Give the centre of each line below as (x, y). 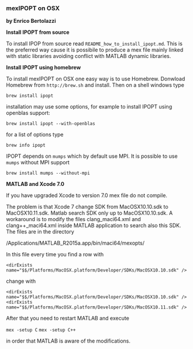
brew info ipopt (26, 145)
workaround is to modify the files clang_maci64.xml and (74, 219)
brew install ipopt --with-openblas (51, 124)
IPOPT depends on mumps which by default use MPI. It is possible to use (92, 156)
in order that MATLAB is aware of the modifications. (68, 341)
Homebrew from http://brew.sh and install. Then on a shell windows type (95, 85)
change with (21, 281)
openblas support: (28, 113)
